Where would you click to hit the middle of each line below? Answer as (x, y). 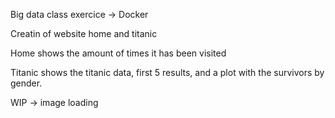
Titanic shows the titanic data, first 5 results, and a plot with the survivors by (167, 72)
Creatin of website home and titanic (84, 33)
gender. (26, 83)
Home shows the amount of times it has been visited (118, 53)
